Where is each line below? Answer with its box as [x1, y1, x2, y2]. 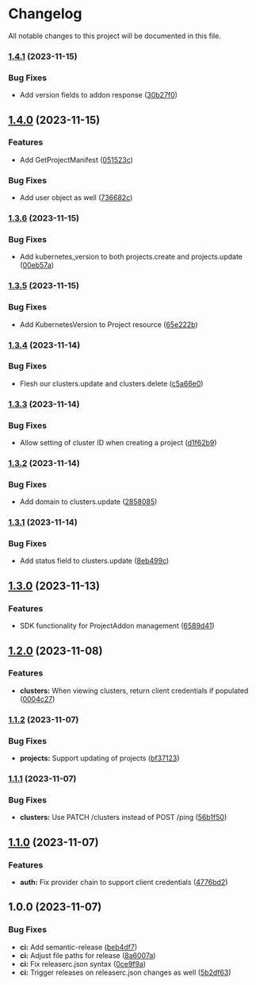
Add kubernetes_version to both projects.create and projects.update [19, 252, 243, 262]
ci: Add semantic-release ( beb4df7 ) [19, 942, 138, 952]
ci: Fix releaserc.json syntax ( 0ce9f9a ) [19, 959, 147, 968]
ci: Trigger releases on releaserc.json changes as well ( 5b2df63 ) [19, 968, 231, 977]
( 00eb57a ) [19, 260, 54, 270]
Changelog [8, 5, 82, 23]
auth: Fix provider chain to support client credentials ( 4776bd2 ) [19, 877, 228, 887]
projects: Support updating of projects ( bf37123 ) [19, 753, 180, 763]
